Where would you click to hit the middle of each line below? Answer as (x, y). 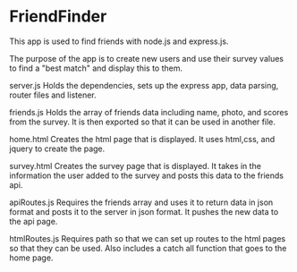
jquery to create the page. (57, 149)
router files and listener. (53, 95)
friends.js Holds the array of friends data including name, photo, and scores (149, 112)
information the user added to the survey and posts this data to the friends (147, 175)
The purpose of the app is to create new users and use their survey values (147, 58)
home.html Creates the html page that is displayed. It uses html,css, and (142, 139)
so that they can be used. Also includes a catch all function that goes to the (148, 248)
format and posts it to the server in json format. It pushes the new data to (144, 211)
